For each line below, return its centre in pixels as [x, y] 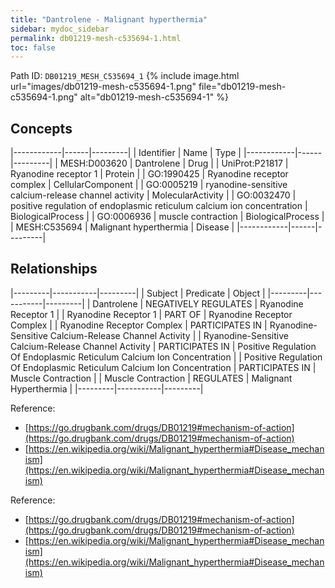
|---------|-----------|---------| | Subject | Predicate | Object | [138, 293]
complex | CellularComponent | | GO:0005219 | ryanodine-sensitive [149, 185]
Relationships [54, 269]
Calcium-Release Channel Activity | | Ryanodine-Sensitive [169, 335]
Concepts [41, 128]
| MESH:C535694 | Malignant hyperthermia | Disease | [122, 227]
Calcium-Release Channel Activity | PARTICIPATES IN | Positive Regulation [163, 346]
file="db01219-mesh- [242, 87]
